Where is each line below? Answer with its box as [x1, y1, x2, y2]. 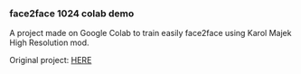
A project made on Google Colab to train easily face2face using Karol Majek [9, 28, 292, 39]
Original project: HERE [9, 55, 92, 66]
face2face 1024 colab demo [9, 7, 135, 20]
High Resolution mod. [9, 37, 89, 48]
